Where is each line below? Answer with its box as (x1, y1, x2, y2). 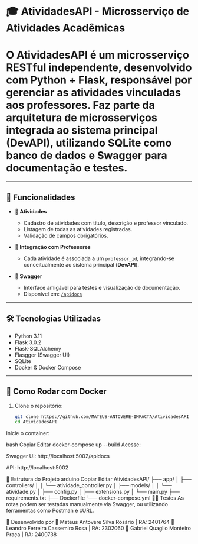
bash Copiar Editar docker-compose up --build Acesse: (6, 441, 141, 448)
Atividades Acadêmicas (6, 21, 126, 35)
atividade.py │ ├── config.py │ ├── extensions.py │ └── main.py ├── (6, 488, 180, 496)
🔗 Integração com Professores (14, 243, 91, 250)
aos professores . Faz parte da (6, 99, 155, 112)
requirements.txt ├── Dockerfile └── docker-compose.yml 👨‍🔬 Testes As (6, 494, 184, 501)
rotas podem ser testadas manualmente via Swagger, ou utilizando (6, 501, 168, 508)
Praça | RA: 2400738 (6, 531, 57, 538)
